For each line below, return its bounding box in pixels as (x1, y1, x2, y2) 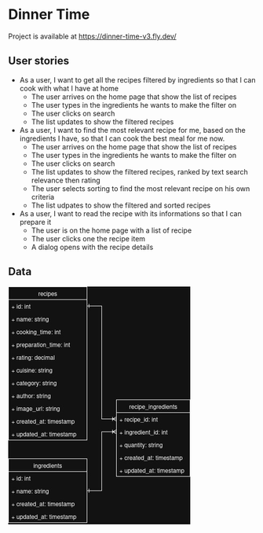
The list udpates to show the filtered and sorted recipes (31, 200, 211, 210)
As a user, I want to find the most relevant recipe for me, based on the (19, 125, 246, 134)
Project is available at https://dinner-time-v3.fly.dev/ (8, 31, 177, 41)
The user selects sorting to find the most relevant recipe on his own (31, 183, 250, 193)
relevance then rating (31, 175, 100, 185)
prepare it (19, 217, 52, 226)
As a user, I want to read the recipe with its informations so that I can (19, 208, 242, 218)
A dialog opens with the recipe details (31, 242, 154, 252)
